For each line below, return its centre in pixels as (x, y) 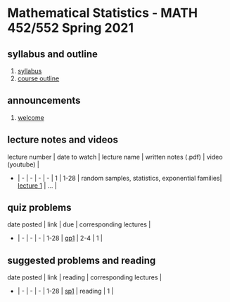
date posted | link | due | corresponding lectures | (79, 224)
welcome (31, 117)
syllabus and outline (53, 54)
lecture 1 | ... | (37, 186)
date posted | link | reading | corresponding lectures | (84, 277)
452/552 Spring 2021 (71, 28)
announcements (44, 101)
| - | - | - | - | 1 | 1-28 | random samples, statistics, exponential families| (120, 178)
